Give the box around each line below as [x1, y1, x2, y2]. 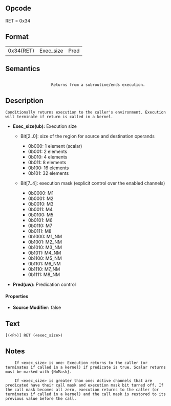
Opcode [5, 4, 32, 13]
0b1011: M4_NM [28, 250, 61, 256]
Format [5, 33, 29, 41]
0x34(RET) [8, 47, 35, 54]
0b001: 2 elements [28, 148, 68, 155]
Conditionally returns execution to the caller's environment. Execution [5, 110, 166, 115]
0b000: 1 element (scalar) [28, 143, 82, 149]
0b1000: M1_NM [28, 234, 62, 240]
